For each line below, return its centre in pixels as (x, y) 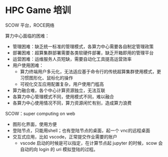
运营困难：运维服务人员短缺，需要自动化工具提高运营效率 (72, 59)
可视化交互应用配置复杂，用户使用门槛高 (62, 84)
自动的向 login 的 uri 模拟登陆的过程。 (59, 149)
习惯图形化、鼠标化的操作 (47, 78)
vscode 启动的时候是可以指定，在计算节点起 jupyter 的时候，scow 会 (91, 143)
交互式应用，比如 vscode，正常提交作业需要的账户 (65, 136)
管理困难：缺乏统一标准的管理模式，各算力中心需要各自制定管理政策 (83, 46)
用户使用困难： (28, 65)
